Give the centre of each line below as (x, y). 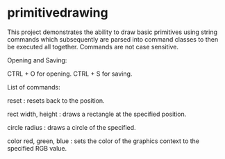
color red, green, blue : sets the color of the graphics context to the (103, 141)
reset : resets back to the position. (56, 100)
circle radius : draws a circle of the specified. (72, 127)
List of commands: (34, 87)
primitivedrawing (58, 13)
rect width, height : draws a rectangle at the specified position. (97, 114)
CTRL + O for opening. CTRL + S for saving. (70, 74)
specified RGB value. (37, 148)
